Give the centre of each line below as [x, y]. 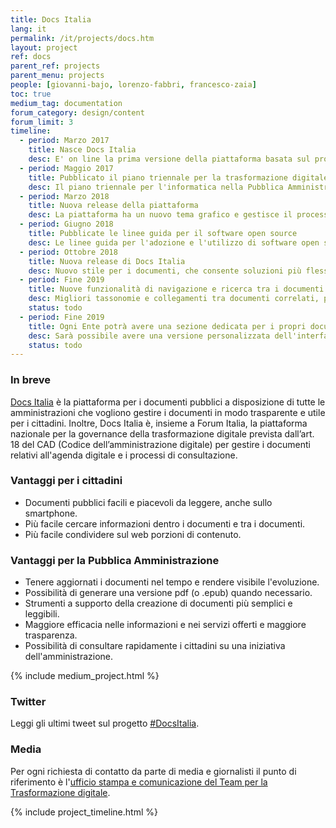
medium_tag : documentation [66, 103]
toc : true [31, 94]
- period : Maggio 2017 [66, 168]
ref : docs [31, 57]
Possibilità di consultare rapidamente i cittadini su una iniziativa [155, 646]
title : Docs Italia [51, 19]
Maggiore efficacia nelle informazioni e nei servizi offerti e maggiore [165, 625]
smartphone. [51, 513]
